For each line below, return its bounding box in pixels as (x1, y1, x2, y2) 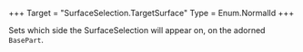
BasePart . (8, 35, 45, 45)
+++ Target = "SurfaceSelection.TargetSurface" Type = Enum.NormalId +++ (8, 8, 295, 18)
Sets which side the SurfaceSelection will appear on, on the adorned (8, 25, 266, 35)
